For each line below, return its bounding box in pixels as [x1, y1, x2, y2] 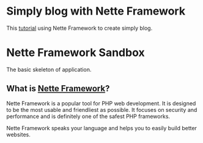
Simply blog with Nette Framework [6, 4, 185, 18]
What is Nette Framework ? [6, 83, 110, 94]
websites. [6, 131, 31, 138]
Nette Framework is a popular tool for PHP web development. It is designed [6, 99, 196, 107]
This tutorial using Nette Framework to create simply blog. [6, 24, 153, 32]
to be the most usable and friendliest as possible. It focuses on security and [6, 106, 197, 113]
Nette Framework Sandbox [6, 46, 145, 60]
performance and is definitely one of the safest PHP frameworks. [6, 113, 170, 120]
